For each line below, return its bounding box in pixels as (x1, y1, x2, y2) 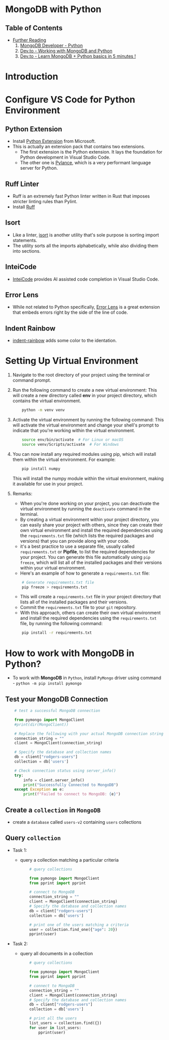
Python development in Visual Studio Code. (20, 154, 110, 160)
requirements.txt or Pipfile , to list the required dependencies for (20, 548, 155, 554)
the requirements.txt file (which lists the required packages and (20, 532, 154, 539)
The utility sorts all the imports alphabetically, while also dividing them (12, 243, 158, 249)
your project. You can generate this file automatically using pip (20, 554, 150, 560)
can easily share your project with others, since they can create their (20, 522, 163, 528)
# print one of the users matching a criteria (29, 922, 129, 927)
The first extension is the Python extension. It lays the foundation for (20, 149, 162, 155)
